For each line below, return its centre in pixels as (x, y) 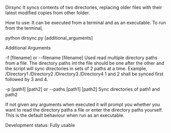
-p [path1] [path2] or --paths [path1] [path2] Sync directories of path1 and (82, 89)
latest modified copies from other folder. (48, 13)
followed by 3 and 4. (27, 79)
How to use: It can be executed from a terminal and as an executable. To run (86, 23)
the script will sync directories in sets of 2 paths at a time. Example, (76, 69)
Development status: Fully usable (40, 125)
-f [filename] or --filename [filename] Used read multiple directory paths (81, 58)
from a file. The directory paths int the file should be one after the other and (85, 63)
